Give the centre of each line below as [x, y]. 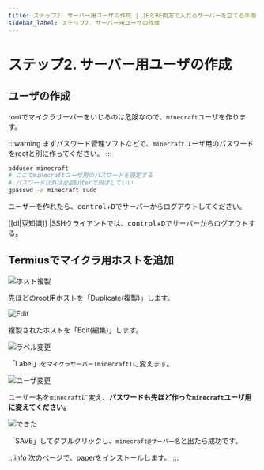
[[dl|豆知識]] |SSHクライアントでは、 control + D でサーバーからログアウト [128, 223]
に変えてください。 [39, 407]
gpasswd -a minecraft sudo [53, 191]
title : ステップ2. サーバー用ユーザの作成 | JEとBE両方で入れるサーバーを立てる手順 [132, 15]
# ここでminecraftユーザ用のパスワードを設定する [81, 176]
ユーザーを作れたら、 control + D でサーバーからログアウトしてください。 [127, 206]
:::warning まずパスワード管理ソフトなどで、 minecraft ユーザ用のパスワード [131, 143]
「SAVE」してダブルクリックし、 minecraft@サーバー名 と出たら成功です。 [125, 441]
